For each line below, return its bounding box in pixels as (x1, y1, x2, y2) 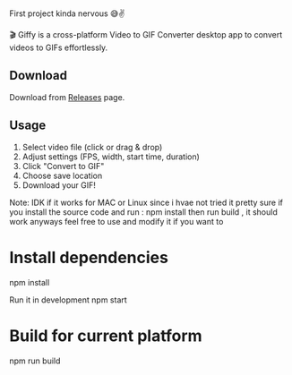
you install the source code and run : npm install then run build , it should (9, 206, 278, 217)
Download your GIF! (21, 179, 97, 191)
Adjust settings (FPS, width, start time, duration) (21, 151, 200, 162)
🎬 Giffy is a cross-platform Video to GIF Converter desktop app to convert (9, 30, 283, 39)
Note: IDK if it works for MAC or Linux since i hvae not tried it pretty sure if (9, 197, 284, 208)
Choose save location (21, 170, 103, 181)
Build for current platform (9, 326, 203, 345)
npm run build (9, 355, 61, 366)
